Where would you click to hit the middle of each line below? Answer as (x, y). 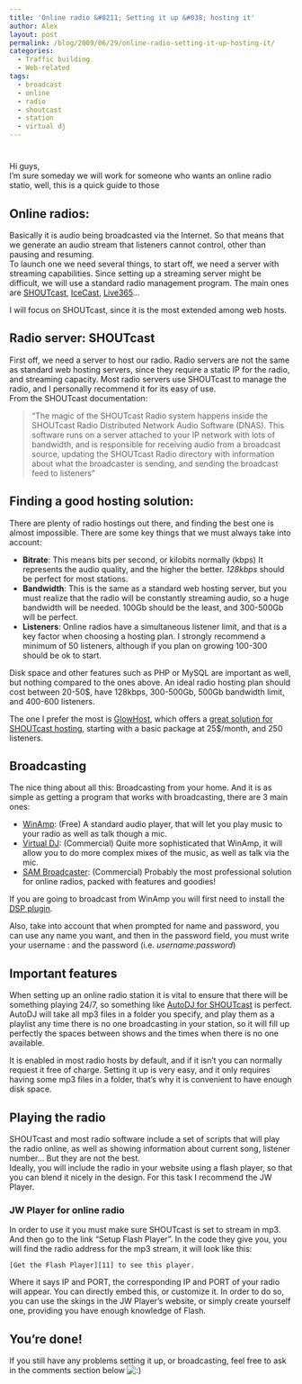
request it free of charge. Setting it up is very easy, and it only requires (140, 1070)
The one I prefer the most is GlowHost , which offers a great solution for (141, 719)
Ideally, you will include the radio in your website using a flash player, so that (151, 1168)
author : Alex (34, 26)
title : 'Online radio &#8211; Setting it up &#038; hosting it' (132, 18)
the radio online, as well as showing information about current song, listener (150, 1149)
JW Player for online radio (67, 1209)
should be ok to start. (62, 655)
